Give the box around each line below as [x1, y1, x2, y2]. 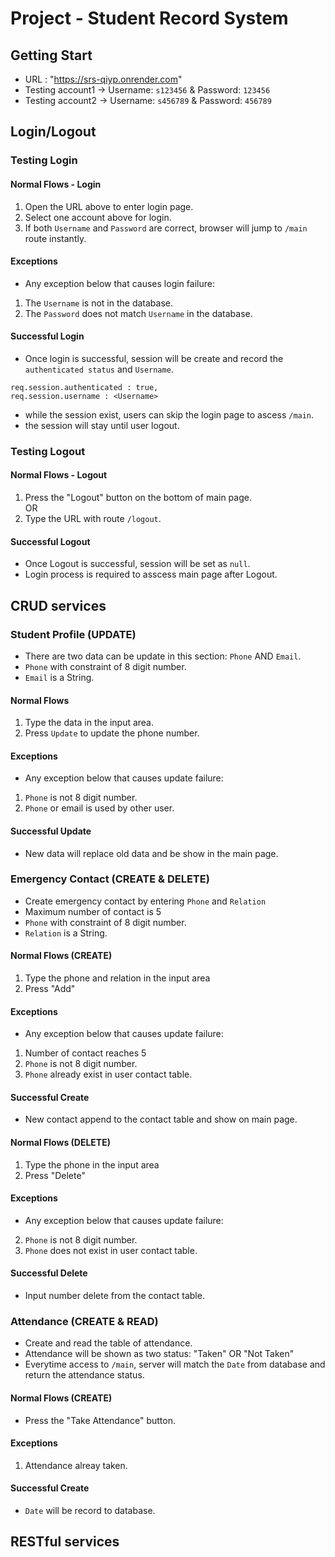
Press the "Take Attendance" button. [24, 1414, 177, 1426]
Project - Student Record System [10, 7, 289, 30]
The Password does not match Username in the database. [24, 307, 253, 319]
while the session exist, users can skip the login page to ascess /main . [24, 408, 315, 421]
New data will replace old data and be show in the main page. [24, 847, 279, 859]
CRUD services [10, 597, 107, 614]
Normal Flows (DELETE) [10, 1137, 111, 1149]
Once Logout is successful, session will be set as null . [24, 558, 251, 570]
